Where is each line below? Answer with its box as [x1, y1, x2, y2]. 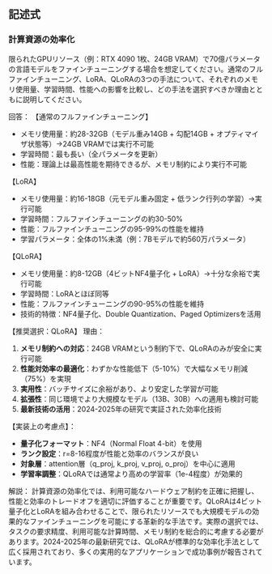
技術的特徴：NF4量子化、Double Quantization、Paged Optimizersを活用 [19, 308, 261, 318]
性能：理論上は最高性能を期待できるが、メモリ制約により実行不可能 [19, 159, 247, 168]
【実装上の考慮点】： [8, 421, 76, 431]
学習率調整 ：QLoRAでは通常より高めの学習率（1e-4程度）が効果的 [19, 469, 243, 478]
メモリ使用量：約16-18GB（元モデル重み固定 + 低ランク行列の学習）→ [19, 193, 256, 203]
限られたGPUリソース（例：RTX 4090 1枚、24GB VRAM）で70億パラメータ [8, 53, 261, 63]
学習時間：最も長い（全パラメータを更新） [19, 149, 163, 159]
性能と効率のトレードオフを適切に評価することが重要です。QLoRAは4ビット [8, 496, 263, 506]
